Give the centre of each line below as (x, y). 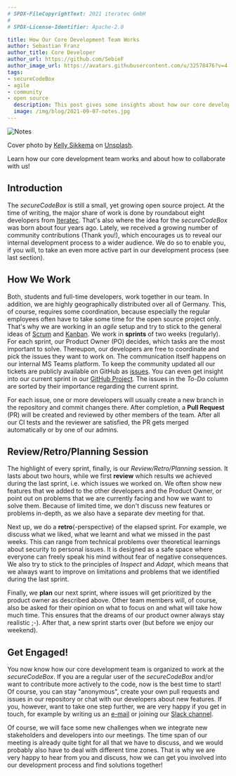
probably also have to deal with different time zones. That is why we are (111, 750)
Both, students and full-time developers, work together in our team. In (108, 297)
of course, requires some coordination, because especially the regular (109, 311)
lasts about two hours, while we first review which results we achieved (110, 476)
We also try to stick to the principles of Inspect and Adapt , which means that (118, 564)
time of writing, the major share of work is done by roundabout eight (106, 212)
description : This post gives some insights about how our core (110, 105)
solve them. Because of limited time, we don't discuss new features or (109, 506)
